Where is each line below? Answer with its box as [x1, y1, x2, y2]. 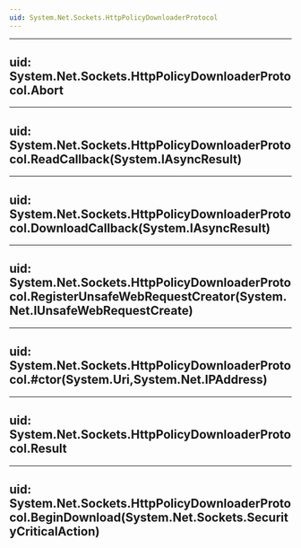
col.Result [9, 441, 67, 457]
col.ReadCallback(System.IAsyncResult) [9, 152, 242, 167]
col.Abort [9, 83, 64, 99]
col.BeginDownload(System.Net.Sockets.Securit [9, 509, 288, 525]
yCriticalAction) [9, 524, 100, 539]
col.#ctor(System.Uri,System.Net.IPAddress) [9, 372, 268, 387]
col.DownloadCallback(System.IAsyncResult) [9, 221, 271, 236]
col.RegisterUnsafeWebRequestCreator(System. [9, 289, 288, 305]
